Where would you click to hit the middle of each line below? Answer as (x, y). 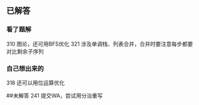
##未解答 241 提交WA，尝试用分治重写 (55, 95)
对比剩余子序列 (25, 51)
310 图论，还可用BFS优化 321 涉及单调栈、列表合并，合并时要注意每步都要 (100, 43)
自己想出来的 (25, 68)
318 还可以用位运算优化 (36, 83)
